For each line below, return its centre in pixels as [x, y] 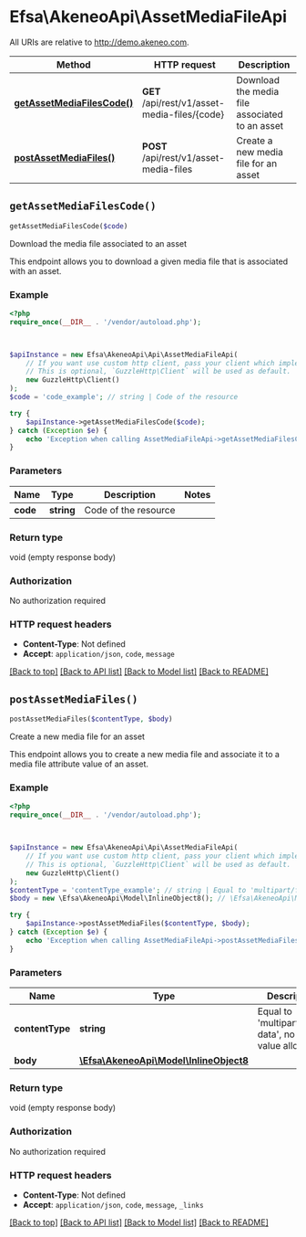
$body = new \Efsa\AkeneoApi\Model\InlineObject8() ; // [117, 899]
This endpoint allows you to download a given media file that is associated [149, 261]
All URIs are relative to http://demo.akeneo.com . [99, 42]
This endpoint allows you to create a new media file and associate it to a [145, 755]
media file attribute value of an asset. [79, 764]
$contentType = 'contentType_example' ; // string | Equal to [128, 890]
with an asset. [36, 270]
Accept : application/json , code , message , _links [113, 1204]
